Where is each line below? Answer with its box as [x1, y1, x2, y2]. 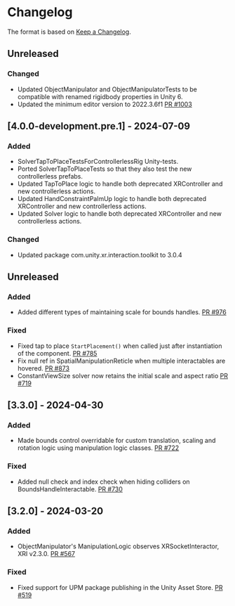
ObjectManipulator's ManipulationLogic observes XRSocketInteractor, [17, 542, 220, 550]
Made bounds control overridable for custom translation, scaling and [17, 437, 216, 445]
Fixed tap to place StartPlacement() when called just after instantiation [17, 342, 222, 350]
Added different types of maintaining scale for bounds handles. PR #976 [17, 308, 227, 316]
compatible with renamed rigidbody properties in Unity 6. [17, 92, 183, 101]
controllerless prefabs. [17, 172, 83, 181]
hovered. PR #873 [17, 363, 70, 373]
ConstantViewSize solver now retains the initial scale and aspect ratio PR [17, 371, 229, 380]
